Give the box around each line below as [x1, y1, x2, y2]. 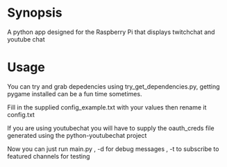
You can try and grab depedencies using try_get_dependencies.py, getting [7, 82, 220, 91]
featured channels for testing [7, 152, 90, 160]
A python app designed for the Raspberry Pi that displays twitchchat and [7, 28, 215, 36]
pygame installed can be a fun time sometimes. [7, 89, 142, 98]
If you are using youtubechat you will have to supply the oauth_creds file [7, 123, 215, 132]
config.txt [7, 110, 35, 118]
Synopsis [7, 5, 62, 21]
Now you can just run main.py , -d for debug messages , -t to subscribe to [7, 144, 219, 153]
